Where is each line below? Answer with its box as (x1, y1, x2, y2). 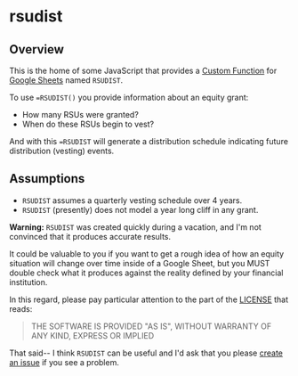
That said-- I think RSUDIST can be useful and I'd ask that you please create (9, 347, 283, 358)
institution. (9, 276, 48, 287)
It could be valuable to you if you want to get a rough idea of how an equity (9, 248, 285, 259)
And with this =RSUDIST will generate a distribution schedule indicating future (9, 136, 289, 146)
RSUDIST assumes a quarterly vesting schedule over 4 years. (21, 194, 243, 206)
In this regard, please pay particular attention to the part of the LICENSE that (9, 294, 289, 305)
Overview (9, 42, 65, 57)
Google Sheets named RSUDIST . (9, 75, 123, 86)
